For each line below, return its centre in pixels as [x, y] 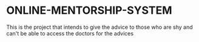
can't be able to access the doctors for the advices [70, 33]
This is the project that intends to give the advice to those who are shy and [99, 27]
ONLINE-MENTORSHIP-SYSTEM [89, 10]
